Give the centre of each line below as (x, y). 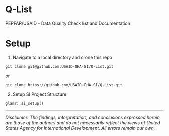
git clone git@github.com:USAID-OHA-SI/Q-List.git (59, 66)
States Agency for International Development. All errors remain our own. (80, 128)
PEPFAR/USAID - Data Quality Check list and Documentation (68, 23)
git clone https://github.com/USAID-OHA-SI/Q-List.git (64, 85)
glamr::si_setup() (24, 103)
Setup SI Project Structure (39, 94)
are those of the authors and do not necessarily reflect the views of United (83, 123)
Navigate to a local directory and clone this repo (62, 57)
